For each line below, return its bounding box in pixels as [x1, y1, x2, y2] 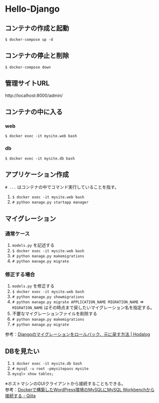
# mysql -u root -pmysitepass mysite [12, 366, 89, 371]
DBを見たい [5, 347, 40, 355]
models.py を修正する [12, 283, 55, 289]
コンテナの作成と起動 [5, 24, 69, 32]
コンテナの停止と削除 [5, 52, 69, 60]
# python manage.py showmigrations [12, 294, 85, 300]
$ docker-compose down [5, 65, 51, 70]
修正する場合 [5, 271, 35, 278]
